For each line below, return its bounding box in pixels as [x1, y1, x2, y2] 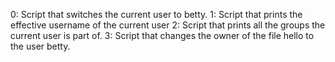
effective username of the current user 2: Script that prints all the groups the [10, 19, 326, 31]
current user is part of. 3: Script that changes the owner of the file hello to [10, 30, 315, 41]
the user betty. [10, 40, 71, 52]
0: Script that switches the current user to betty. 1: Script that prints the [10, 9, 303, 20]
